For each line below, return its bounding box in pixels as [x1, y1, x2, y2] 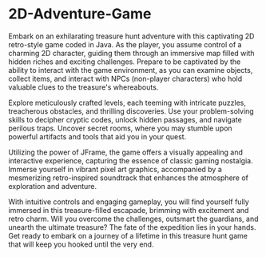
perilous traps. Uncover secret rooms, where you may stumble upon [8, 123, 233, 133]
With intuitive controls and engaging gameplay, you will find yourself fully [8, 197, 249, 207]
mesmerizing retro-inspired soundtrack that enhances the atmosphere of [8, 173, 249, 183]
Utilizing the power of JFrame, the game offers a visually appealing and [8, 147, 244, 157]
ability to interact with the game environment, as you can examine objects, [8, 65, 253, 74]
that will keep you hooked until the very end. [8, 239, 154, 249]
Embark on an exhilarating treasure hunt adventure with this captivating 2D [8, 31, 255, 41]
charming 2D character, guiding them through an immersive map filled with [8, 48, 255, 58]
